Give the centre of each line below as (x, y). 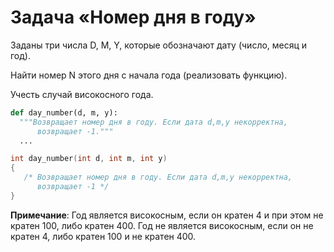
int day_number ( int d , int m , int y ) (89, 159)
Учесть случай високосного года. (82, 94)
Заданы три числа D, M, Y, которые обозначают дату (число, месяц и (159, 45)
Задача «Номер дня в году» (133, 17)
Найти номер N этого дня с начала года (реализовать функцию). (149, 75)
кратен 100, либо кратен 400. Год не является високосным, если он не (162, 225)
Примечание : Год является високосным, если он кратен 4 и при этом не (167, 215)
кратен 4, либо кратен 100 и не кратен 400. (103, 236)
